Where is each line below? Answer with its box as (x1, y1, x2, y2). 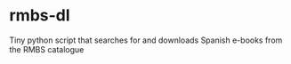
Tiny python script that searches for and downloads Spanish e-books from (9, 35, 283, 45)
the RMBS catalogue (9, 44, 85, 54)
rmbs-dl (9, 5, 70, 26)
